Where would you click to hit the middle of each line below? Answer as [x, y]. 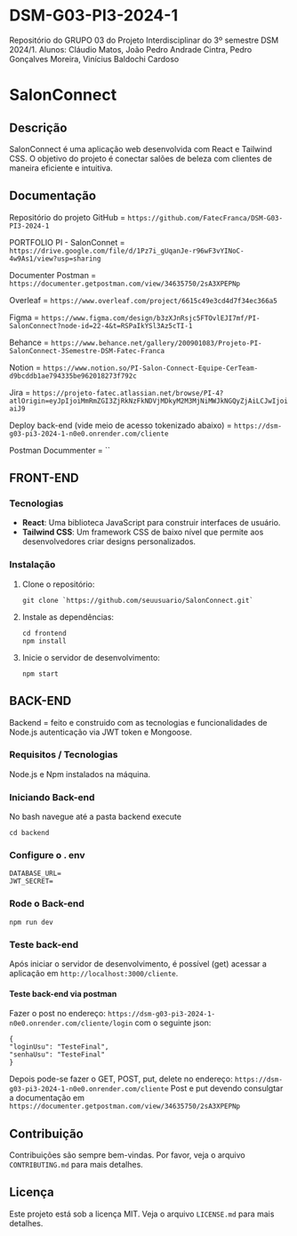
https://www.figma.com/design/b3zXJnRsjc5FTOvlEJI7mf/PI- [151, 318]
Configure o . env [48, 855]
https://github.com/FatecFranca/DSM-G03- [205, 218]
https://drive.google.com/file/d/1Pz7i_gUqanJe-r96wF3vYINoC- [127, 251]
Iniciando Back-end [52, 797]
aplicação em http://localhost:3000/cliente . [94, 974]
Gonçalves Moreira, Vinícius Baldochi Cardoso [94, 59]
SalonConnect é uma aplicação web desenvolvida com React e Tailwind [141, 148]
